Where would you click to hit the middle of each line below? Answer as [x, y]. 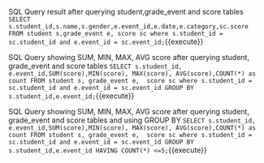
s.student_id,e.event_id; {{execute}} [71, 96]
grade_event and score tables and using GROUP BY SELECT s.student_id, [132, 120]
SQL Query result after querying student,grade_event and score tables [126, 12]
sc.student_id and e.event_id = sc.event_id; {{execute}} [106, 41]
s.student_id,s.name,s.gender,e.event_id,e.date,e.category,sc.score [129, 27]
